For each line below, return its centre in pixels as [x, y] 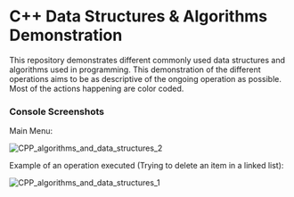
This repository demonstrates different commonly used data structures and [147, 60]
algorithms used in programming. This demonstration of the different [135, 70]
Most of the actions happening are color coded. [97, 88]
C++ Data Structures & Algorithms [139, 16]
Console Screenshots [57, 111]
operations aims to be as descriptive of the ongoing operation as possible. [146, 78]
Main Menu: [31, 131]
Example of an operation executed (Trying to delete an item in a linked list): [147, 166]
